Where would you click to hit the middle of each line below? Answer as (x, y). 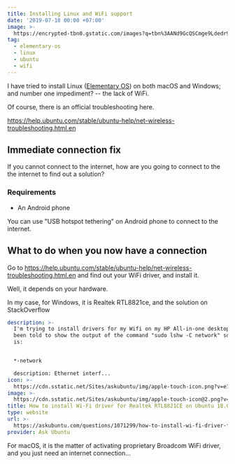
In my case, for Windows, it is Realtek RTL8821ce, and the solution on (108, 302)
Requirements (32, 192)
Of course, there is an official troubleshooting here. (81, 107)
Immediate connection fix (64, 150)
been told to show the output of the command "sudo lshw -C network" (117, 336)
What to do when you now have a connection (107, 251)
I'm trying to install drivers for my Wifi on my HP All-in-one (109, 329)
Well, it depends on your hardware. (58, 289)
